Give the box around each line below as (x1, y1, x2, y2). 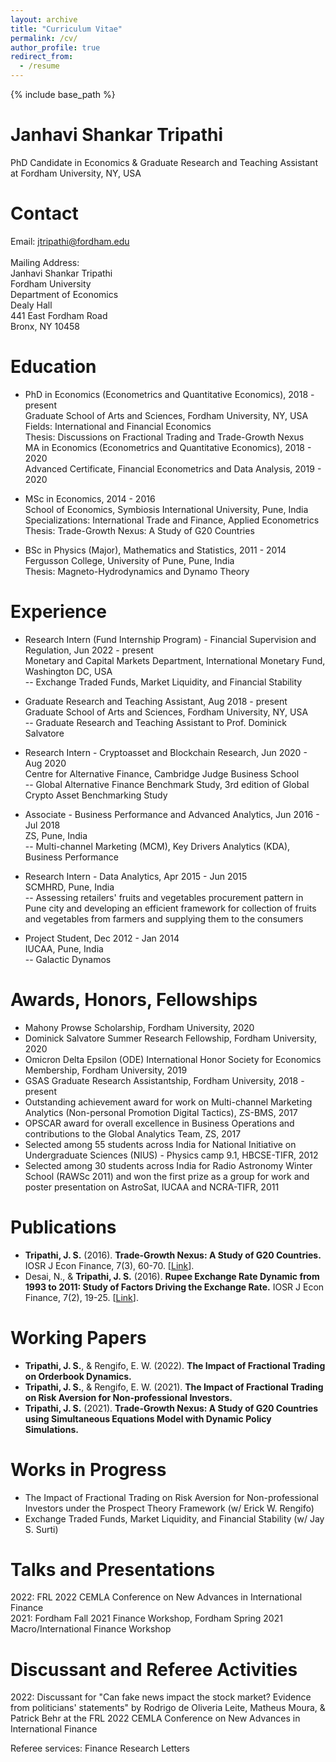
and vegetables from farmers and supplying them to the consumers (24, 912, 304, 925)
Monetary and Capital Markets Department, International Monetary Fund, (24, 654, 326, 666)
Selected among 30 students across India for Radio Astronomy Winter (24, 1159, 313, 1171)
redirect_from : (10, 52, 74, 62)
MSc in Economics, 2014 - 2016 (24, 492, 156, 505)
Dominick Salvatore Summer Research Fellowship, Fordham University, (24, 1032, 318, 1044)
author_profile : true (10, 42, 101, 53)
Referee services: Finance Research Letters (10, 1742, 190, 1755)
